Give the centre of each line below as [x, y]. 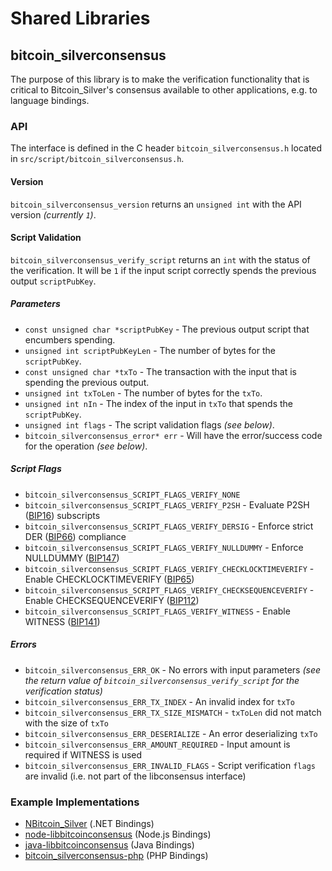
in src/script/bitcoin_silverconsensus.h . [97, 159]
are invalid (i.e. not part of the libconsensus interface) [135, 776]
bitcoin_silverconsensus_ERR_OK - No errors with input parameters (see [173, 669]
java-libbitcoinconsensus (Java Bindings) [109, 844]
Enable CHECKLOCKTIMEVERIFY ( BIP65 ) [109, 579]
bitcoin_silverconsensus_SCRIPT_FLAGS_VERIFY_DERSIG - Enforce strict [169, 526]
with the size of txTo [66, 723]
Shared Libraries [80, 18]
